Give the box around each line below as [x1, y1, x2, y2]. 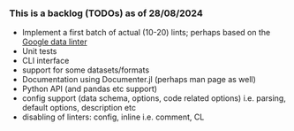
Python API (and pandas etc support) [21, 83, 157, 95]
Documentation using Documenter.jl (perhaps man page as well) [21, 74, 256, 85]
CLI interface [21, 56, 70, 66]
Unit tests [21, 46, 57, 57]
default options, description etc [21, 103, 137, 113]
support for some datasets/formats [21, 65, 150, 75]
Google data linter [21, 36, 87, 47]
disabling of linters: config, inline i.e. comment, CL [21, 112, 205, 122]
